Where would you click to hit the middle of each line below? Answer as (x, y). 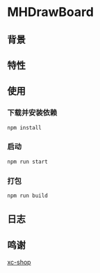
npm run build (28, 196)
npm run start (28, 162)
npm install (24, 127)
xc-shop (19, 263)
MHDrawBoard (50, 12)
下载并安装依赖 (32, 113)
